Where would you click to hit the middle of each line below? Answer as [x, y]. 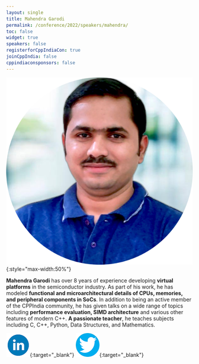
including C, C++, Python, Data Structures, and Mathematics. [81, 325]
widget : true [22, 38]
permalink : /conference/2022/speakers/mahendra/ [67, 25]
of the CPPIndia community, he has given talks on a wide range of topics [95, 306]
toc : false [20, 32]
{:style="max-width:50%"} [39, 269]
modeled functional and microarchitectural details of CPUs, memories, [94, 293]
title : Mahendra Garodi [36, 19]
